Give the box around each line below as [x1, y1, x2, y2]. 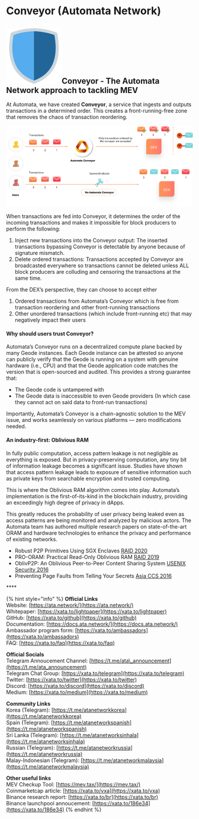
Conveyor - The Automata [62, 76, 160, 86]
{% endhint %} [65, 806, 102, 813]
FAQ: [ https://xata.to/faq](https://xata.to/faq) [6, 639, 115, 647]
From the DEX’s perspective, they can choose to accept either [6, 286, 158, 293]
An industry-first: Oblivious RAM [6, 437, 89, 444]
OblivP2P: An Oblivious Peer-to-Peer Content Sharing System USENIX [14, 559, 187, 567]
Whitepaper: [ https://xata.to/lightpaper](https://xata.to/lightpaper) [6, 607, 167, 615]
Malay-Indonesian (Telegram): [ [6, 757, 83, 764]
